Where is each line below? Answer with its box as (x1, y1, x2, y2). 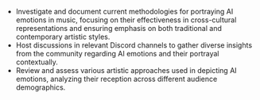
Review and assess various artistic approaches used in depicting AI (15, 66, 237, 75)
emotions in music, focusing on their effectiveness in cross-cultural (15, 15, 237, 25)
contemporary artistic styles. (15, 32, 111, 41)
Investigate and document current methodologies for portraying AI (15, 7, 234, 16)
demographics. (15, 83, 66, 92)
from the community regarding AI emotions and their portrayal (15, 49, 219, 58)
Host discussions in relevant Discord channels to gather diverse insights (15, 40, 253, 50)
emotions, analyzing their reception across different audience (15, 75, 218, 83)
